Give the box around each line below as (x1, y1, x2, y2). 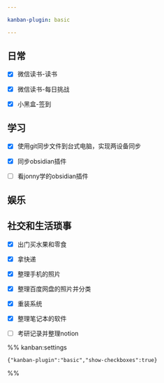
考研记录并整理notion (17, 329, 79, 338)
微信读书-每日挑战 (17, 85, 70, 93)
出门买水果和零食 (17, 240, 67, 248)
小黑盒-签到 (17, 99, 52, 108)
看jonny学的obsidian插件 (17, 172, 89, 180)
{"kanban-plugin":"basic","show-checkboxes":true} (7, 357, 158, 364)
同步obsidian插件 (17, 157, 67, 165)
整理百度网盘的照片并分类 (17, 284, 91, 294)
